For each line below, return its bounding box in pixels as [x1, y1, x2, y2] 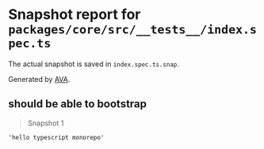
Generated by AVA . [8, 74, 71, 84]
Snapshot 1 [27, 118, 64, 128]
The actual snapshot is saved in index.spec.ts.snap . [8, 59, 180, 69]
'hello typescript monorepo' [8, 133, 105, 141]
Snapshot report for [8, 6, 141, 24]
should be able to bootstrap [8, 97, 147, 111]
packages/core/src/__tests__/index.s [8, 22, 258, 37]
